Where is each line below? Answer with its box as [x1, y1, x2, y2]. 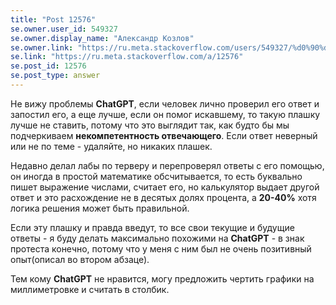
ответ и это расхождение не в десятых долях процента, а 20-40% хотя [10, 191, 317, 203]
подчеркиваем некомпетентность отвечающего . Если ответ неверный [10, 129, 318, 141]
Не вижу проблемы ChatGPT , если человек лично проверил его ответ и [10, 97, 320, 110]
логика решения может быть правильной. [10, 202, 190, 214]
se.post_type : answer [10, 71, 101, 81]
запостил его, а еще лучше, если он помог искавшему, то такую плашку [10, 108, 321, 120]
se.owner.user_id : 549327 [10, 24, 118, 34]
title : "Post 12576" [10, 14, 97, 25]
